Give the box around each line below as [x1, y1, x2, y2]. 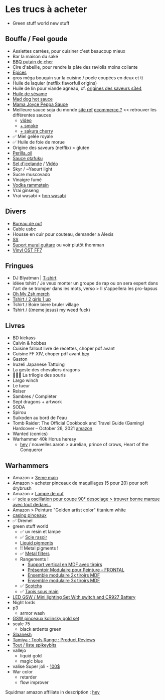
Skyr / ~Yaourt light [12, 166, 53, 172]
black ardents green [20, 626, 62, 632]
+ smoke [20, 122, 39, 128]
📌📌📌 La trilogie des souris [12, 372, 66, 378]
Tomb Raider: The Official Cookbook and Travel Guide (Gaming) [12, 420, 144, 426]
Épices [12, 69, 27, 75]
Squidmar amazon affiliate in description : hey [5, 689, 100, 695]
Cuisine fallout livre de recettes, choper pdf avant [12, 345, 115, 352]
